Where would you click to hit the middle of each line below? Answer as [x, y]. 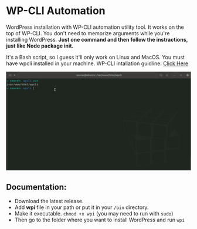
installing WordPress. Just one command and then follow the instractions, [97, 39]
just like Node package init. [40, 46]
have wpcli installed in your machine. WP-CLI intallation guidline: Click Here [97, 63]
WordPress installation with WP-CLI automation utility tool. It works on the [95, 27]
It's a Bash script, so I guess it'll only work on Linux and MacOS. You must [95, 57]
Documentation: [36, 187]
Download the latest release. [49, 201]
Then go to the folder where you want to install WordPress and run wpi [99, 220]
